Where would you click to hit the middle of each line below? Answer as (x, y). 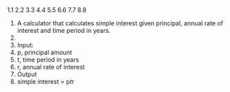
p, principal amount (44, 52)
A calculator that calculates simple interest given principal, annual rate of (120, 23)
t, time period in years (48, 60)
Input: (25, 45)
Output (27, 74)
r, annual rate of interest (51, 67)
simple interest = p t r (45, 81)
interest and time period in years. (64, 31)
